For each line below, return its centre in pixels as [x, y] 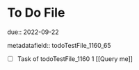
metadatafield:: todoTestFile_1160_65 [59, 45]
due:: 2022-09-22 [33, 32]
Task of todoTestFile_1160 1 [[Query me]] [75, 59]
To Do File [36, 13]
